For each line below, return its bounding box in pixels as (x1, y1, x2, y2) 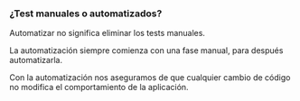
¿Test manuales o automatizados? (9, 7, 163, 20)
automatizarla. (9, 55, 63, 66)
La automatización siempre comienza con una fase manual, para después (9, 45, 284, 56)
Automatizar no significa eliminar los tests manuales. (9, 28, 206, 39)
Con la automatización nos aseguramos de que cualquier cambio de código (9, 72, 291, 83)
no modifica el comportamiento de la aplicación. (9, 82, 189, 93)
